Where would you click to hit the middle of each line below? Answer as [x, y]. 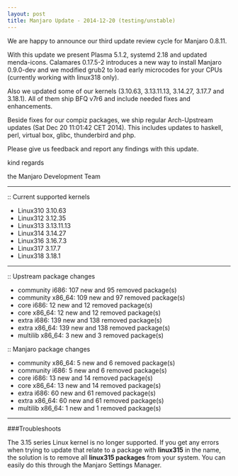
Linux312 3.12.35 [42, 218]
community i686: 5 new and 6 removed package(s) [92, 370]
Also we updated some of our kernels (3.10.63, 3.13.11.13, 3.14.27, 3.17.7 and [116, 91]
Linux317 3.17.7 [39, 248]
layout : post [27, 14]
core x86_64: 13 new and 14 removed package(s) [89, 385]
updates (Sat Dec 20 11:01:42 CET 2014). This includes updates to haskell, [115, 127]
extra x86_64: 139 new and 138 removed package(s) [94, 328]
